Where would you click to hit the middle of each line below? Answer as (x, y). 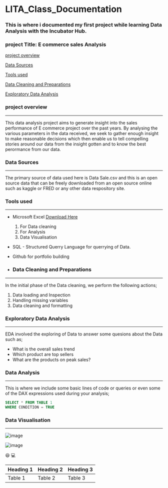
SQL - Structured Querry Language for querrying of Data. (71, 247)
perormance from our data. (33, 149)
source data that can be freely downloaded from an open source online (78, 183)
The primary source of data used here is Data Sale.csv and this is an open (81, 178)
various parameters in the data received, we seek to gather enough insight (82, 133)
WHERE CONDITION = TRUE (30, 407)
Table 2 (46, 478)
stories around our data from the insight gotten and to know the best (76, 144)
